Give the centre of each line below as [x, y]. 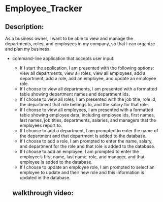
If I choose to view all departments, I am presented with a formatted [88, 89]
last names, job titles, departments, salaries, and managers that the [88, 120]
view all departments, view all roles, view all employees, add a [82, 73]
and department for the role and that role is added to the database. [87, 146]
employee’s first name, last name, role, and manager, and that [82, 157]
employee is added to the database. [56, 162]
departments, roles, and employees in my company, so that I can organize [80, 44]
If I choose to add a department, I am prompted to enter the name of [89, 130]
